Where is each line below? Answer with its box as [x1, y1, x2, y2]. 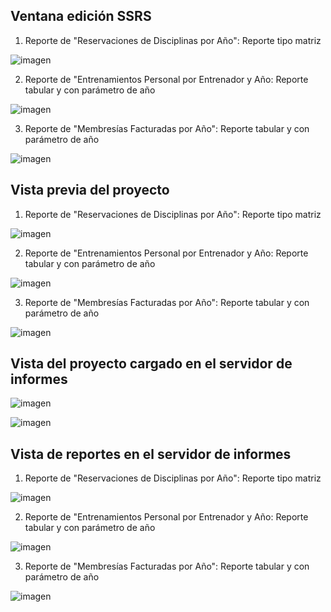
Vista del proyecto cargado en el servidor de [10, 355, 293, 373]
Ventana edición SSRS [10, 8, 152, 25]
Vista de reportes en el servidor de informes [10, 445, 292, 463]
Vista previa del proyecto [10, 182, 170, 199]
